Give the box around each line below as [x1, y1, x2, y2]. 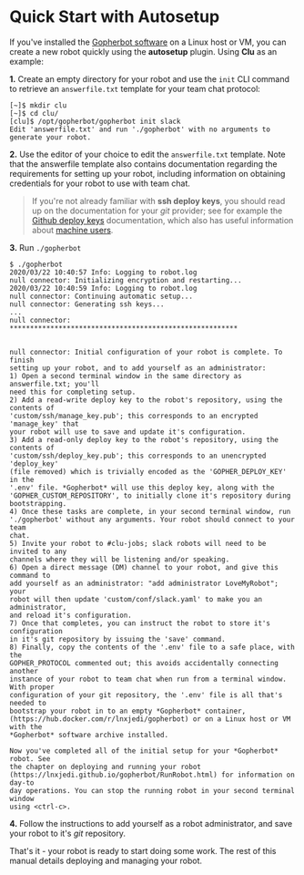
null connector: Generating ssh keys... [9, 299, 166, 309]
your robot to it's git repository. [9, 828, 126, 839]
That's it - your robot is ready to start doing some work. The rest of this [9, 845, 277, 856]
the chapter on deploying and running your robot [9, 762, 202, 771]
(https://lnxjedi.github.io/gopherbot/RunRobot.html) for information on [9, 770, 296, 779]
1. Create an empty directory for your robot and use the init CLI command [9, 73, 289, 84]
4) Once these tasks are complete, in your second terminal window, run [9, 507, 291, 516]
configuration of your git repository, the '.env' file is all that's [9, 690, 283, 699]
